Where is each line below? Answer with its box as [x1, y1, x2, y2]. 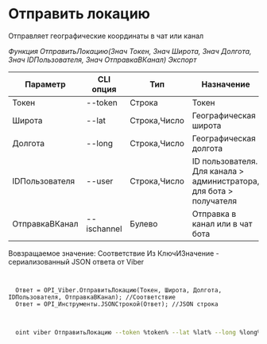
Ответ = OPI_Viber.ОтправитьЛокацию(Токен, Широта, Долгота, [15, 286, 222, 294]
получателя [192, 195, 237, 207]
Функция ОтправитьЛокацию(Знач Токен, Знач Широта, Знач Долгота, [8, 46, 252, 56]
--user [86, 176, 114, 187]
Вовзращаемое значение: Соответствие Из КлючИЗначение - [8, 248, 220, 258]
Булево [130, 218, 158, 229]
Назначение [201, 79, 250, 90]
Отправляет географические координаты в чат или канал [8, 31, 204, 41]
